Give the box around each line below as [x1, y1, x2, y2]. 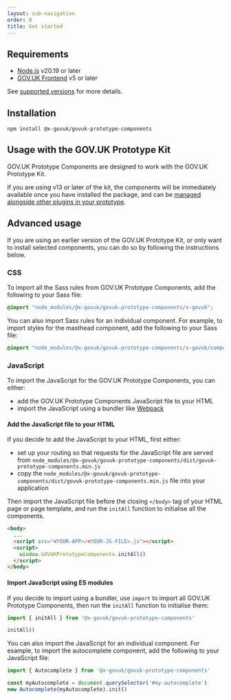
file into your [169, 476, 206, 485]
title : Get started [7, 23, 63, 30]
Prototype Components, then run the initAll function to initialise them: [7, 601, 209, 609]
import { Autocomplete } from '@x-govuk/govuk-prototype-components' [7, 667, 211, 675]
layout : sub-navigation [7, 10, 76, 17]
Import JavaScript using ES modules [7, 578, 113, 586]
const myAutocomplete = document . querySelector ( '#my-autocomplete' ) [7, 679, 208, 687]
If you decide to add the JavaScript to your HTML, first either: [7, 435, 181, 444]
